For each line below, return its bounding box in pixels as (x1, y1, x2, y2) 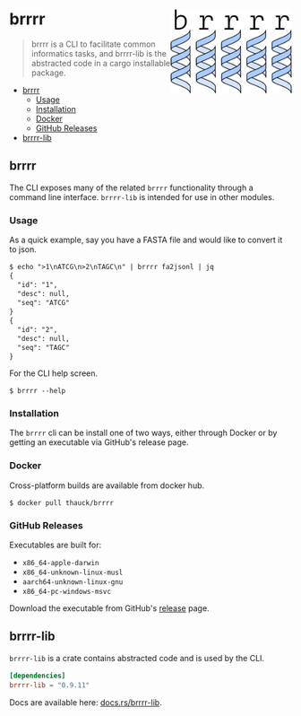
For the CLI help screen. (9, 368, 99, 379)
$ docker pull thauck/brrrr (9, 498, 115, 507)
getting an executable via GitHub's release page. (9, 437, 189, 448)
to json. (9, 244, 38, 255)
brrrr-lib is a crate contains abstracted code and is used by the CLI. (9, 652, 265, 663)
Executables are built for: (9, 539, 101, 550)
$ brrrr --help (9, 387, 66, 396)
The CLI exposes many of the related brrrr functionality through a (9, 182, 254, 193)
